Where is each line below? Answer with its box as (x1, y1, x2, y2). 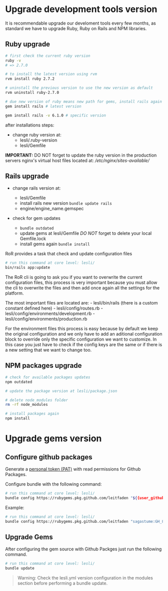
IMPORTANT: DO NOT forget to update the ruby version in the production (5, 152, 157, 158)
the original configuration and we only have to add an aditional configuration (5, 331, 162, 337)
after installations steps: (5, 122, 54, 128)
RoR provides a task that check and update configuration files (5, 251, 132, 257)
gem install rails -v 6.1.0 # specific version (5, 113, 106, 118)
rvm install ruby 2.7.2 (5, 76, 55, 81)
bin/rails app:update (5, 265, 50, 270)
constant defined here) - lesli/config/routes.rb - (5, 305, 103, 312)
